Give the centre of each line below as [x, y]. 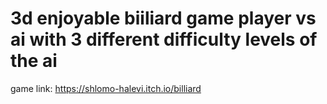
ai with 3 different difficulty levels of [164, 39]
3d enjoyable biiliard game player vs [163, 18]
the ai [34, 61]
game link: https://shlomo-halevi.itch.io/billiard [106, 88]
